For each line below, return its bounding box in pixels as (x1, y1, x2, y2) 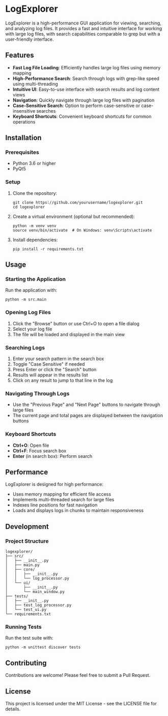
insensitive (12, 108, 36, 114)
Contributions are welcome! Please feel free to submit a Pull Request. (5, 672, 151, 678)
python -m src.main (5, 297, 47, 302)
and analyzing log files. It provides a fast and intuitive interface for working (5, 25, 162, 31)
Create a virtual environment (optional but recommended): (12, 213, 135, 219)
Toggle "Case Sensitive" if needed (12, 361, 85, 367)
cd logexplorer (12, 204, 45, 210)
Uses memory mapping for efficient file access (12, 491, 111, 497)
